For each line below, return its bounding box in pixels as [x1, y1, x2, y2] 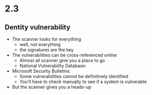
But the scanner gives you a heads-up [12, 84, 92, 90]
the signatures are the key [19, 47, 74, 52]
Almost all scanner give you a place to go [19, 57, 105, 63]
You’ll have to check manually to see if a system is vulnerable [19, 78, 147, 84]
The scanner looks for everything [12, 36, 82, 42]
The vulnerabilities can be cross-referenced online [12, 52, 117, 58]
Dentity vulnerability [5, 23, 71, 31]
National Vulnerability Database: [19, 63, 87, 68]
